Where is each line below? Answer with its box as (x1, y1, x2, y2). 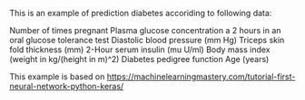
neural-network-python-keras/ (9, 81, 124, 91)
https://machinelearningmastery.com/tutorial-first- (106, 71, 296, 82)
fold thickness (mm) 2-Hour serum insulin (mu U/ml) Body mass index (9, 44, 271, 55)
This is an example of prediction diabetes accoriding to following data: (9, 8, 272, 18)
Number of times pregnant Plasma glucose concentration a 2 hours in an (9, 25, 281, 35)
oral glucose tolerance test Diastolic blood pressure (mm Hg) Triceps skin (9, 35, 285, 45)
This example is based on (9, 71, 105, 82)
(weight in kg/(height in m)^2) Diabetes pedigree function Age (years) (9, 54, 270, 64)
